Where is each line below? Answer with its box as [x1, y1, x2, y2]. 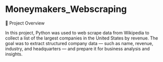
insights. [5, 51, 23, 57]
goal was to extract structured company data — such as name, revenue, [5, 40, 154, 46]
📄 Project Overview [5, 20, 45, 26]
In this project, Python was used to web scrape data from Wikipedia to [5, 29, 150, 35]
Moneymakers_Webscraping [5, 3, 127, 15]
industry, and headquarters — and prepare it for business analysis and [5, 45, 150, 51]
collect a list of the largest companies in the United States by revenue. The [5, 35, 159, 41]
